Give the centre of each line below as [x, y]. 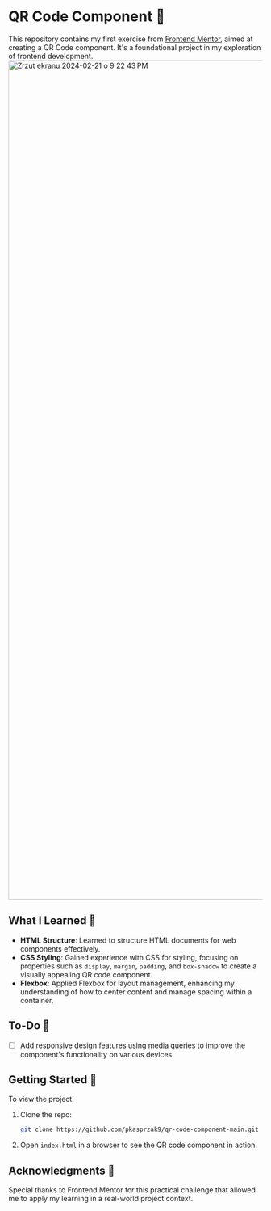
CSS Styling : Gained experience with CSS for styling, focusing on [129, 957]
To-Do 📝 [29, 1026]
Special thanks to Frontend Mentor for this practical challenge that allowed [132, 1190]
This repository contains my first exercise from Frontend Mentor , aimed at [131, 39]
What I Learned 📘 [52, 921]
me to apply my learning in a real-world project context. [101, 1199]
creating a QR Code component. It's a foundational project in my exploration [135, 47]
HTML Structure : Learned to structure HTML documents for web [128, 940]
